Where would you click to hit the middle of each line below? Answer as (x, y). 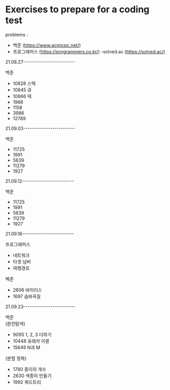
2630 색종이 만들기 (32, 376)
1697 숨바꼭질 (27, 296)
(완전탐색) (15, 323)
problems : (17, 34)
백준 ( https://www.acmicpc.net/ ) (47, 45)
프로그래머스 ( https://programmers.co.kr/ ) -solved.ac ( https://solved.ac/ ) (89, 51)
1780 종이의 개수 (29, 369)
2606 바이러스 (27, 290)
